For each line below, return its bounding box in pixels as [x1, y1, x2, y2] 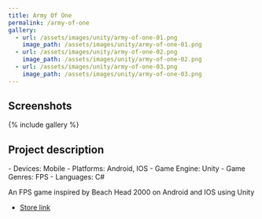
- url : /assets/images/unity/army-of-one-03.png [15, 63, 178, 71]
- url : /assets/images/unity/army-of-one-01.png [15, 33, 178, 42]
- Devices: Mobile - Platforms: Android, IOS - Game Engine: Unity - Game [8, 164, 245, 173]
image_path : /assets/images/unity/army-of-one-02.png [22, 56, 202, 64]
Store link [19, 202, 51, 213]
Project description [8, 143, 105, 156]
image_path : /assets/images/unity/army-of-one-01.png [22, 41, 202, 49]
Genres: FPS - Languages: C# [8, 173, 105, 182]
